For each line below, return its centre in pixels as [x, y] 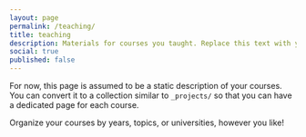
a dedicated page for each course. [74, 105]
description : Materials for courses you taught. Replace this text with [150, 43]
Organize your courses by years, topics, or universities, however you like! [147, 122]
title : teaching [40, 34]
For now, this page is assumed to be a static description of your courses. [146, 86]
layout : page [34, 18]
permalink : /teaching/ [52, 26]
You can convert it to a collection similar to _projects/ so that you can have [151, 95]
